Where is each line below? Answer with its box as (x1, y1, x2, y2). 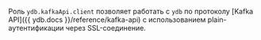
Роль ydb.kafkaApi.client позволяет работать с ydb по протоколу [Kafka (8, 7, 254, 16)
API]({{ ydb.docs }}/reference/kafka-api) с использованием (8, 15, 206, 24)
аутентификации (8, 24, 64, 32)
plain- (207, 15, 227, 24)
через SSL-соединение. (65, 24, 147, 32)
